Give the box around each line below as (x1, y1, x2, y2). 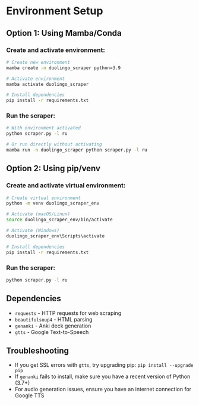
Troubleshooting (6, 345, 70, 355)
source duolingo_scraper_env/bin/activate (6, 217, 113, 223)
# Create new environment (6, 59, 70, 65)
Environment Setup (6, 4, 103, 18)
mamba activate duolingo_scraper (6, 81, 89, 87)
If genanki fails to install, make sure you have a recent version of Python (14, 373, 191, 380)
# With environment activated (6, 125, 81, 131)
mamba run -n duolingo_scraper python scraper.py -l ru (6, 147, 147, 153)
